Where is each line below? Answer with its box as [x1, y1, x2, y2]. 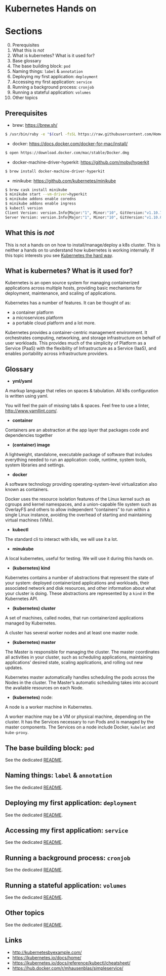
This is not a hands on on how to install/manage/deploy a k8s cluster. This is [5, 242, 161, 248]
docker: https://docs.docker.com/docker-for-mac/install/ [12, 141, 128, 147]
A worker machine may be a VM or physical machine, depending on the [5, 714, 151, 719]
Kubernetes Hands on [5, 3, 96, 14]
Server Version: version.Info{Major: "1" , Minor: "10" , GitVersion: [5, 215, 145, 220]
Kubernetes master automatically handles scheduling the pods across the [5, 674, 155, 680]
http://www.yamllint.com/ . [5, 408, 58, 414]
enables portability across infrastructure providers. [5, 351, 109, 357]
